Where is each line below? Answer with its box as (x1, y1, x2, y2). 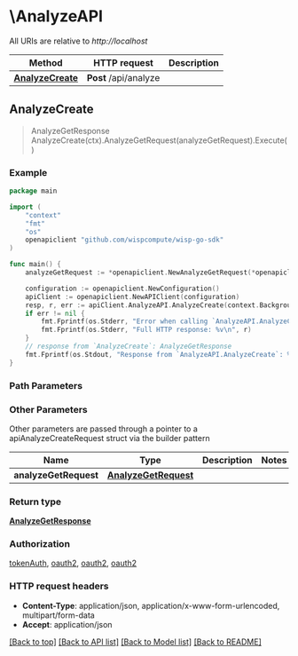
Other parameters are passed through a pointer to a (9, 423, 198, 434)
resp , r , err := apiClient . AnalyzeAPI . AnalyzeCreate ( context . (25, 300, 260, 310)
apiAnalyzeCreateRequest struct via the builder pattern (9, 432, 210, 443)
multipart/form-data (21, 610, 95, 620)
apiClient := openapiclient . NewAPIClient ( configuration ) (25, 292, 240, 301)
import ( (9, 202, 42, 211)
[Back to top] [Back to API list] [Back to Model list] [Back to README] (9, 636, 262, 647)
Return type (9, 495, 62, 508)
